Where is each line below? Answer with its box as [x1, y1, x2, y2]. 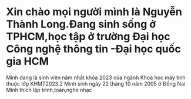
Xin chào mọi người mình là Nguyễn [6, 5, 182, 19]
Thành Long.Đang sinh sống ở [6, 17, 156, 31]
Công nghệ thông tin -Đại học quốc [6, 43, 181, 56]
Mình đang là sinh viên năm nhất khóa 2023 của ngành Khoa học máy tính [6, 74, 186, 81]
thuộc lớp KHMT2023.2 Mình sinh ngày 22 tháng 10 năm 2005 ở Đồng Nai [6, 80, 186, 87]
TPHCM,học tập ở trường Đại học [6, 30, 170, 43]
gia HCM [6, 55, 49, 68]
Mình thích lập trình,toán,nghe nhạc [6, 86, 92, 93]
